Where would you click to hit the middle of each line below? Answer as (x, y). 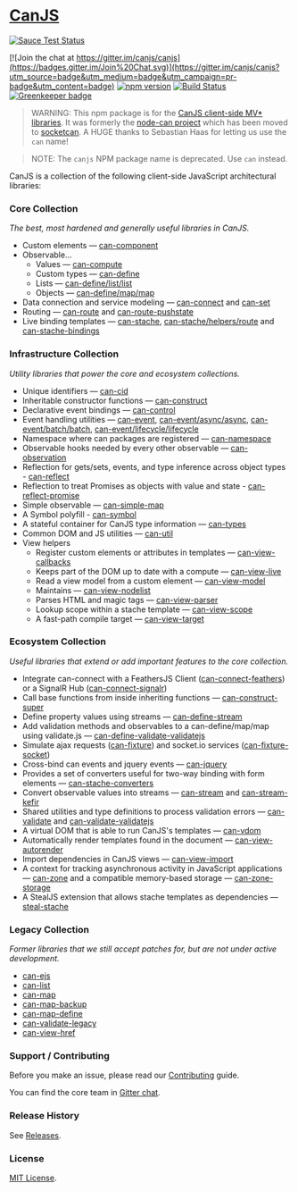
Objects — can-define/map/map (95, 293)
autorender (43, 849)
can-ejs (36, 976)
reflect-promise (51, 495)
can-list (36, 986)
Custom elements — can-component (90, 246)
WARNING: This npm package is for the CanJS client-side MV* (147, 113)
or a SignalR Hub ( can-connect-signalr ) (95, 688)
